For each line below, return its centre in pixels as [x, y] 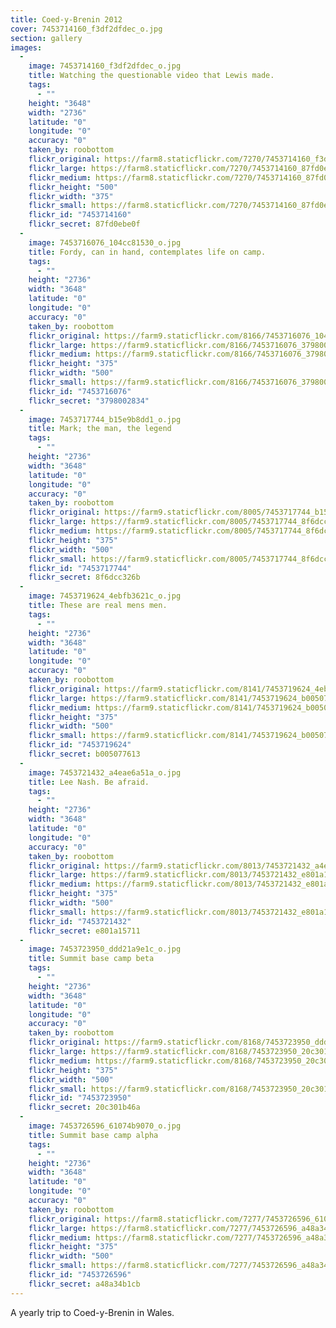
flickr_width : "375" [71, 196]
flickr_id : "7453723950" [80, 1098]
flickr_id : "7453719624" [80, 745]
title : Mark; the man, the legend [100, 429]
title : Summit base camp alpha [93, 1135]
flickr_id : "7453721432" [80, 921]
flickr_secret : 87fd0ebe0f [84, 224]
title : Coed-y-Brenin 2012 [66, 19]
